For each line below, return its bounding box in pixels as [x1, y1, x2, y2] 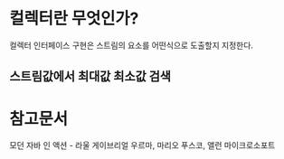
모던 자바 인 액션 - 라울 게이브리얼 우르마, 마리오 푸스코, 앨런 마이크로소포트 [9, 140, 276, 151]
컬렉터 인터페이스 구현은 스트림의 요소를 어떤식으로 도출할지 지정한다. [9, 40, 253, 51]
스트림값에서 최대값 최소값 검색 [9, 69, 172, 84]
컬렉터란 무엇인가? [9, 8, 139, 29]
